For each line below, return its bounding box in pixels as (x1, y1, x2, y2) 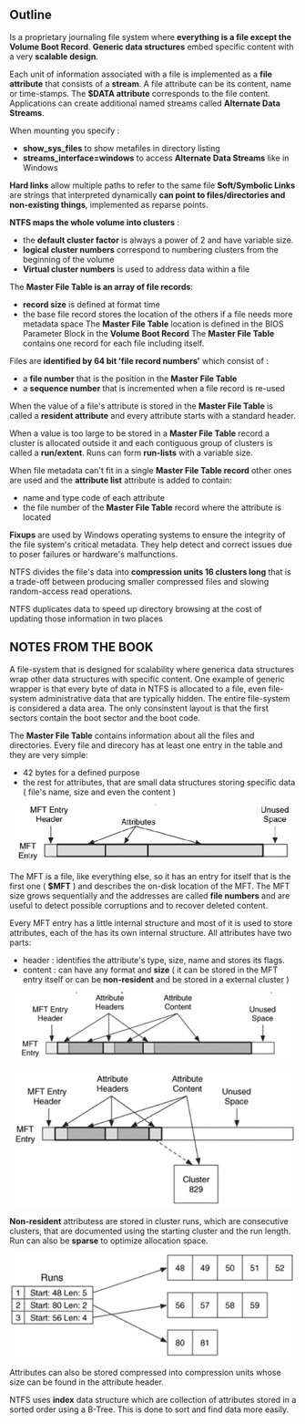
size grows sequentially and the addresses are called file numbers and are (9, 890, 290, 901)
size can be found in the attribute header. (9, 1377, 164, 1388)
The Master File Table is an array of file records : (9, 281, 194, 292)
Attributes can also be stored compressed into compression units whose (9, 1367, 281, 1378)
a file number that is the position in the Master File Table (22, 373, 238, 384)
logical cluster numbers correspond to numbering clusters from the (22, 244, 280, 255)
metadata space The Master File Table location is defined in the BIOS (22, 318, 284, 329)
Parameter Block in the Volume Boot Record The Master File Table (22, 327, 275, 338)
